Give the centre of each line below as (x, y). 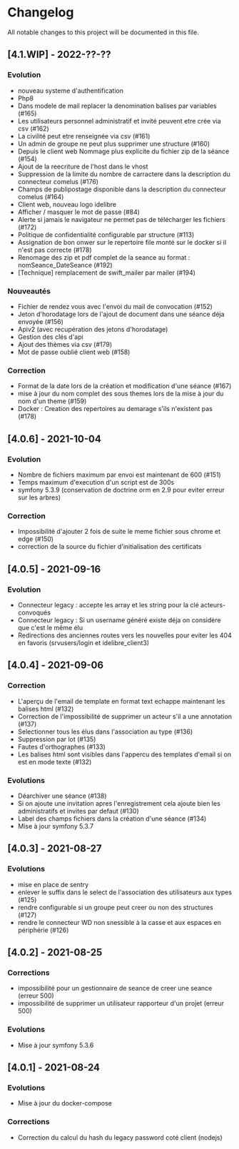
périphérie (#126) (43, 930)
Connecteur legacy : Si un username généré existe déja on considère (119, 620)
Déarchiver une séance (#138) (62, 796)
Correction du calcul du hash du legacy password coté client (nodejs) (120, 1137)
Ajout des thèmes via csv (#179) (65, 344)
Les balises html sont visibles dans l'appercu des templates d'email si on (124, 754)
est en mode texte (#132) (55, 761)
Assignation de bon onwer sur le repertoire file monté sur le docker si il (122, 242)
